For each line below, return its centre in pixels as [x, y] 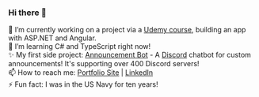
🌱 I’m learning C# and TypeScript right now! [80, 47]
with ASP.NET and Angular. [52, 38]
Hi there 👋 [28, 13]
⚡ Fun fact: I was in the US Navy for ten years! [83, 84]
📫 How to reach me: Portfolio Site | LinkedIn [81, 73]
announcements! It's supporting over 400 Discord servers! [104, 64]
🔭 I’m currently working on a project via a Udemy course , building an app [127, 30]
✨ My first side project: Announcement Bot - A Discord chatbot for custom [130, 55]
